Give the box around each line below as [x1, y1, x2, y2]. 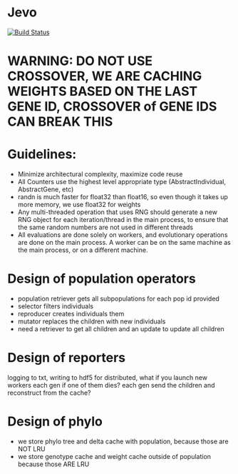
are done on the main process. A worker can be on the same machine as [17, 238, 232, 247]
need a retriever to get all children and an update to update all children [17, 325, 224, 333]
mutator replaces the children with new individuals [17, 317, 166, 326]
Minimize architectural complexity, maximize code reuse [17, 170, 183, 178]
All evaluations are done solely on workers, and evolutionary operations [17, 231, 228, 239]
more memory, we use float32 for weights [17, 201, 141, 209]
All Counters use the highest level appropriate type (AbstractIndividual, [17, 178, 227, 186]
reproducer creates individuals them [17, 310, 125, 318]
